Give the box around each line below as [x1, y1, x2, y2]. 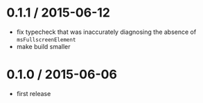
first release [16, 89, 51, 97]
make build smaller [16, 42, 71, 50]
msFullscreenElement [16, 36, 76, 43]
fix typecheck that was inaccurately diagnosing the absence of [16, 28, 197, 36]
